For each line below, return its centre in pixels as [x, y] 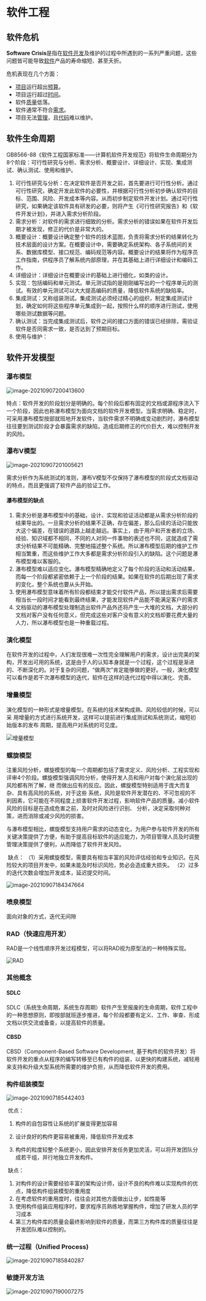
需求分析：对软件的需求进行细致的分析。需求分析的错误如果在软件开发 [104, 221]
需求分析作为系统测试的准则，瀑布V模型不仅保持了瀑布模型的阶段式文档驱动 [102, 477]
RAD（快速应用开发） [38, 934]
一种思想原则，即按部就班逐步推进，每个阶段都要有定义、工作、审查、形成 [105, 1015]
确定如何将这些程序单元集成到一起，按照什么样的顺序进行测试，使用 [112, 306]
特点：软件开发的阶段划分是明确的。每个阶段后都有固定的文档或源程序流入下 [103, 403]
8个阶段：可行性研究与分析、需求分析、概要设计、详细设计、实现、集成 [97, 162]
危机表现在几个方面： [33, 74]
